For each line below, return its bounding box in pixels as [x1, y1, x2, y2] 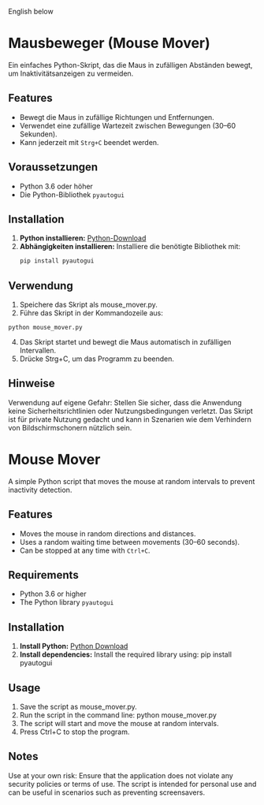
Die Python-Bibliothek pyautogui [19, 189, 125, 199]
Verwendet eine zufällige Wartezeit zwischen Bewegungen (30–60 [19, 121, 236, 130]
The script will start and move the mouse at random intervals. [19, 719, 219, 729]
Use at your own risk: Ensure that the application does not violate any [8, 770, 234, 780]
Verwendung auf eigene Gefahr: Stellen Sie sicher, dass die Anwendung [8, 397, 242, 407]
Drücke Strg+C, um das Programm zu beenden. [19, 354, 175, 363]
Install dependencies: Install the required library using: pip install [19, 650, 232, 659]
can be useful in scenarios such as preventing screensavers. [8, 788, 206, 797]
